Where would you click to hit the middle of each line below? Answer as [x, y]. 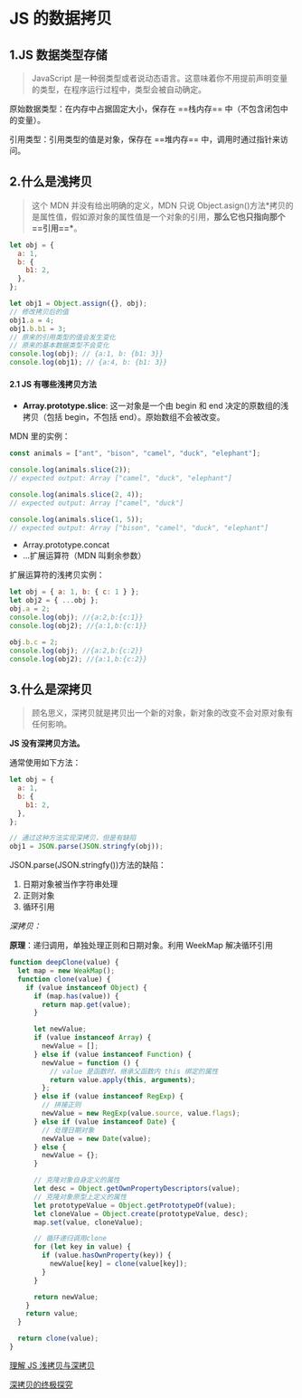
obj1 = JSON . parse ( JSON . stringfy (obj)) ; [87, 847]
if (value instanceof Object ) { [86, 987]
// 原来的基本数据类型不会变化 [60, 346]
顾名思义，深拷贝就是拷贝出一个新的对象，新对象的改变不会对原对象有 [162, 713]
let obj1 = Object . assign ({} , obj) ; [78, 304]
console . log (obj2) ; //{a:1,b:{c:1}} [78, 625]
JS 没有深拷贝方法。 [47, 744]
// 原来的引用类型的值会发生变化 [62, 337]
